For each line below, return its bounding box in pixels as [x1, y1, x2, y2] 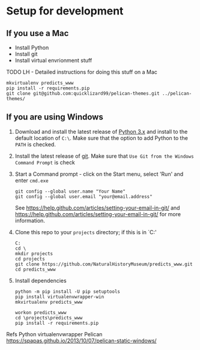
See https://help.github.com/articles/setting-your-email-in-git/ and [14, 204, 180, 211]
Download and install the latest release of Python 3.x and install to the [14, 128, 188, 135]
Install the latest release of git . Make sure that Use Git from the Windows [14, 152, 194, 160]
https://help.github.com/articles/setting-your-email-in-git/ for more [14, 210, 181, 217]
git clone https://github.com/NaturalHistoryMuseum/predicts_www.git [14, 261, 193, 267]
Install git [14, 50, 38, 58]
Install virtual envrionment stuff [14, 57, 92, 64]
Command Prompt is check [14, 158, 75, 166]
